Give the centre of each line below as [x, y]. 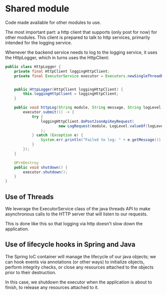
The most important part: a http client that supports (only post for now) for [81, 32]
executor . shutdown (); [45, 172]
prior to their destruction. [31, 272]
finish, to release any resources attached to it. [52, 287]
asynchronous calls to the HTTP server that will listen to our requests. [77, 214]
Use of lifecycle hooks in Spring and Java [70, 245]
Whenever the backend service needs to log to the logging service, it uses [81, 52]
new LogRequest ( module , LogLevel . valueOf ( [103, 126]
